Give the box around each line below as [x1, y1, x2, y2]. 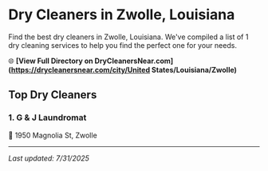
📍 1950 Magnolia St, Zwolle [8, 130, 97, 140]
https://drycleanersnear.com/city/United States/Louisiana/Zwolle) [10, 65, 238, 74]
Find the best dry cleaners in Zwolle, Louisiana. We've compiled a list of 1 [8, 32, 249, 42]
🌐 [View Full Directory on [8, 56, 93, 66]
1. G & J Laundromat [8, 112, 87, 123]
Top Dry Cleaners [8, 88, 97, 101]
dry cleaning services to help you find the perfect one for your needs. [8, 40, 238, 50]
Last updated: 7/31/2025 [8, 153, 90, 163]
